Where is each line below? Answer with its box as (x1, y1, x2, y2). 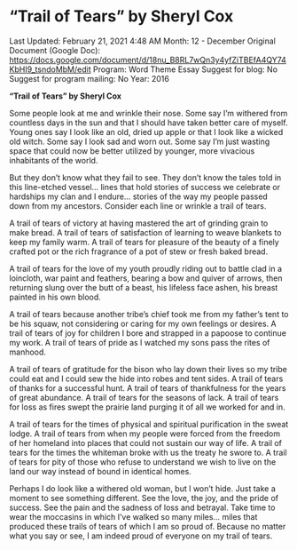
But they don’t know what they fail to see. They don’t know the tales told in (9, 171, 282, 183)
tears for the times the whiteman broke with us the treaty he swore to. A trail (9, 447, 287, 458)
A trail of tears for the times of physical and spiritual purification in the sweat (9, 418, 289, 429)
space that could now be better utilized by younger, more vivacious (9, 145, 255, 156)
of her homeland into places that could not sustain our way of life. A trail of (9, 437, 282, 448)
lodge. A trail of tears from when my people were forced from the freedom (9, 428, 281, 439)
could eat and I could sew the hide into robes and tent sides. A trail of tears (9, 373, 284, 384)
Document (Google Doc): (9, 44, 100, 55)
